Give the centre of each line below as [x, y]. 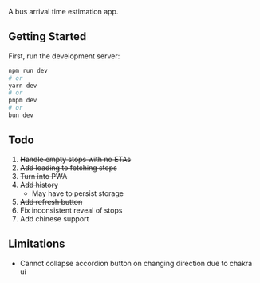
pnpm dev [23, 100]
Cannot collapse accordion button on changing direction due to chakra [136, 263]
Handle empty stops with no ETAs [75, 159]
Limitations [37, 244]
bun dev [21, 115]
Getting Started [47, 36]
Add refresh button [51, 201]
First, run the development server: [64, 56]
